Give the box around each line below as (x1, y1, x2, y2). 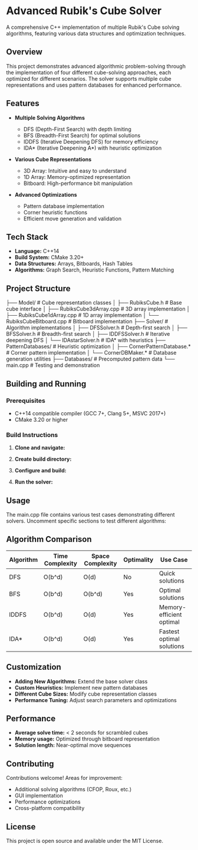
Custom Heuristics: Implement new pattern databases (14, 684, 148, 691)
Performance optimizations (14, 798, 81, 805)
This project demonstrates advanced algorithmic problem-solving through (6, 62, 186, 70)
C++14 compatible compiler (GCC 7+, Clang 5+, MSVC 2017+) (14, 409, 166, 416)
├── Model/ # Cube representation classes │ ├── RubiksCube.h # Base (6, 299, 182, 306)
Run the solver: (14, 478, 53, 485)
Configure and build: (14, 467, 67, 474)
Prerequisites (6, 396, 45, 405)
